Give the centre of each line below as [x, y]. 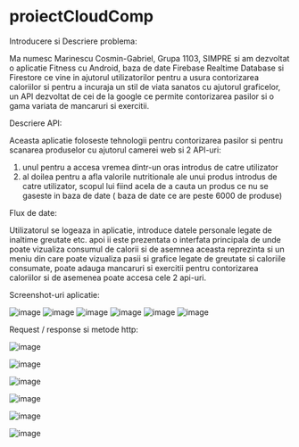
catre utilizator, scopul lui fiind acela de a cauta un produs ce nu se [145, 186]
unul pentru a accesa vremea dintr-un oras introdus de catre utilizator [150, 167]
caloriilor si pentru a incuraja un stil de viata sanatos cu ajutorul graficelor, [145, 87]
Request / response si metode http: [74, 329]
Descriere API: [36, 123]
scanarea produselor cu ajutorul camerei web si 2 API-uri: [115, 150]
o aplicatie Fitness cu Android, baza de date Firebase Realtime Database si [146, 68]
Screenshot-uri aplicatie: [54, 294]
